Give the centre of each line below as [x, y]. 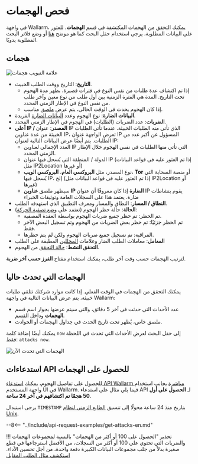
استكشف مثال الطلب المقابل [38, 455]
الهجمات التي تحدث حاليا [46, 277]
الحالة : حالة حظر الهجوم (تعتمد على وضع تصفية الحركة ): [76, 209]
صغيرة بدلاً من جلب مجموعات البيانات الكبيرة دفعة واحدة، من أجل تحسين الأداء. [93, 449]
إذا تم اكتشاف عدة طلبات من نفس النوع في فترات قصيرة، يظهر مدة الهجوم [106, 90]
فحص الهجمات [38, 11]
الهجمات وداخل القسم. [40, 315]
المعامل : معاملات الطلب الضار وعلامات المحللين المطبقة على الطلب [90, 241]
